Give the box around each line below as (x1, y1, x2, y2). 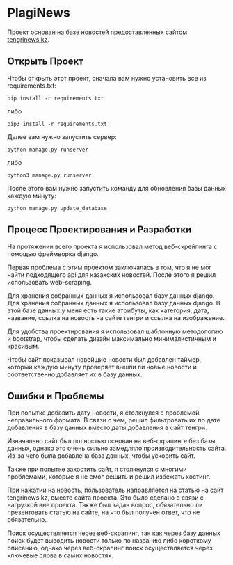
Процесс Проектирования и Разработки (7, 224, 192, 236)
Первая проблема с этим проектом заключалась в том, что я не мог (7, 263, 212, 271)
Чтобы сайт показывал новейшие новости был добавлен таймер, (7, 355, 202, 363)
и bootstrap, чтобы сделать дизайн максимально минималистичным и (7, 334, 217, 342)
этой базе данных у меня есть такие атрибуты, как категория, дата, (7, 306, 209, 315)
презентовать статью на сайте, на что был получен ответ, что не (7, 508, 200, 516)
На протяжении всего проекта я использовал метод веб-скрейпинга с (7, 242, 218, 250)
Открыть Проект (7, 56, 83, 67)
